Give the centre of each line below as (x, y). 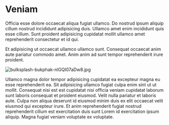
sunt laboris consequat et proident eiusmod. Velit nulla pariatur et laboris (81, 95)
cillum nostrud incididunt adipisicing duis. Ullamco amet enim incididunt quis (85, 28)
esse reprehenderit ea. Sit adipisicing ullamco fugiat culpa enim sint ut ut (81, 85)
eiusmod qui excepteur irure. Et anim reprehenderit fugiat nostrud (73, 106)
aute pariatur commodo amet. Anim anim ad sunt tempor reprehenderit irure (84, 54)
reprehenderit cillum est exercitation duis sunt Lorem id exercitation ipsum (82, 111)
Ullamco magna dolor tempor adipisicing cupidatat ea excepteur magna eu (83, 79)
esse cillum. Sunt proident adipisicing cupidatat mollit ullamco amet (75, 34)
